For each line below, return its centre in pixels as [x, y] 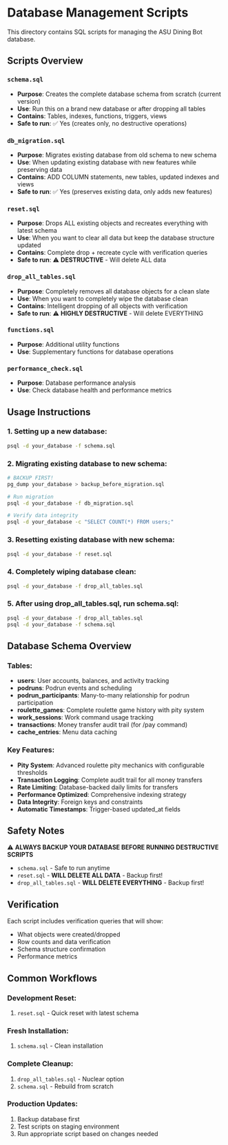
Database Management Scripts [98, 13]
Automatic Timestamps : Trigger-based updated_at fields [99, 809]
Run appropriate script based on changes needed [87, 1133]
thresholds [32, 772]
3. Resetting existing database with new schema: [91, 540]
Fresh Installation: [38, 1030]
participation [35, 703]
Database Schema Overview [70, 646]
